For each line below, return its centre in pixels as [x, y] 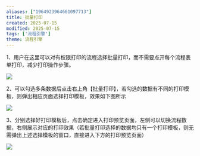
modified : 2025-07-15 [33, 28]
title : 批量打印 [24, 17]
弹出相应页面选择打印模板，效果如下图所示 [74, 96]
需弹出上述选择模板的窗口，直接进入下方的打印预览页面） [76, 135]
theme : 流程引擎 [24, 39]
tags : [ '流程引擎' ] [29, 34]
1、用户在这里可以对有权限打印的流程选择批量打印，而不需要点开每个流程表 [99, 57]
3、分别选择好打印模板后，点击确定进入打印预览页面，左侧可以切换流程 [94, 120]
